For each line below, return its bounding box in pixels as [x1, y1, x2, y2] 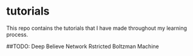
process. [6, 30, 29, 38]
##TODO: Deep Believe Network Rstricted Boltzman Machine [6, 43, 159, 50]
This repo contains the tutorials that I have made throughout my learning [6, 24, 187, 32]
